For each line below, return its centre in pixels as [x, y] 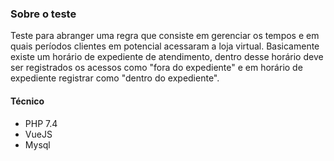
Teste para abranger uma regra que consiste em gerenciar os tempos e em [165, 36]
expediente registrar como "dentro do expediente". [115, 78]
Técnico [27, 101]
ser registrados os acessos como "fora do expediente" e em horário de [156, 68]
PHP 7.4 [41, 123]
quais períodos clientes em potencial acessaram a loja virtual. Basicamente [165, 46]
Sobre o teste [43, 14]
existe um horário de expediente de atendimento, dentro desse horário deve [167, 57]
